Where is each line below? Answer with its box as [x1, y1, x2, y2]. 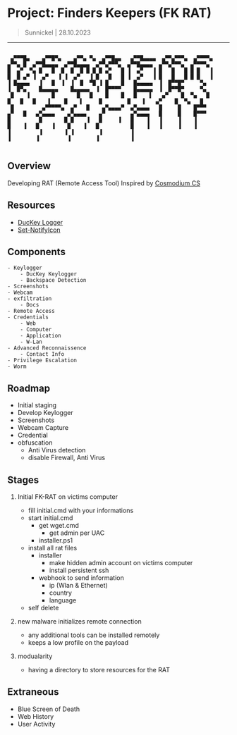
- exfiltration [7, 295, 52, 302]
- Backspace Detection [20, 277, 87, 284]
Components [7, 245, 66, 258]
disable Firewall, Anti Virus [28, 453, 106, 462]
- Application [20, 333, 61, 340]
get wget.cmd [38, 521, 80, 529]
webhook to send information [38, 574, 125, 582]
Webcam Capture [17, 424, 69, 432]
